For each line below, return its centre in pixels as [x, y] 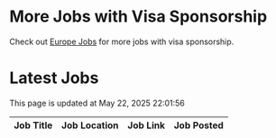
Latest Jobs [54, 78]
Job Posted [198, 125]
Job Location [90, 125]
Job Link [146, 125]
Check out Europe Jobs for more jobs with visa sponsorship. [122, 41]
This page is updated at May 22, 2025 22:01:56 [97, 103]
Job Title [33, 125]
